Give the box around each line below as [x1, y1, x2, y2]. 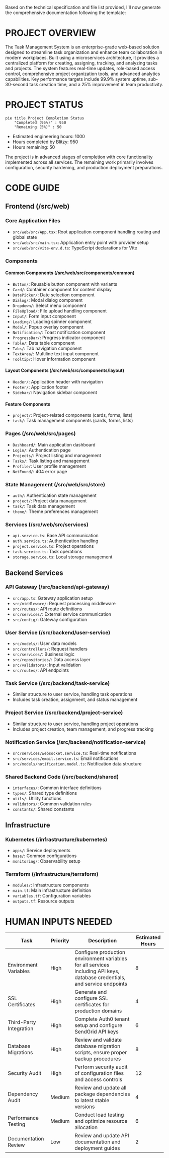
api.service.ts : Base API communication [12, 533, 99, 539]
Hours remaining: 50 [12, 144, 55, 150]
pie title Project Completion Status [5, 115, 84, 120]
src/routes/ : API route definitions [12, 606, 82, 612]
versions [74, 1103, 95, 1110]
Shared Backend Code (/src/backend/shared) [5, 773, 119, 780]
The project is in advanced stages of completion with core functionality [5, 154, 153, 160]
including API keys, [74, 968, 120, 975]
